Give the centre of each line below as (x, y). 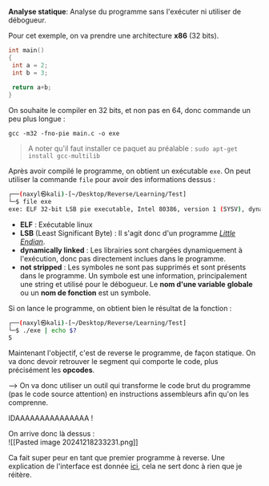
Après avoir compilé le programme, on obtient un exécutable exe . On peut (130, 171)
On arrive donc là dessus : (52, 434)
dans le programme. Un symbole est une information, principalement (133, 275)
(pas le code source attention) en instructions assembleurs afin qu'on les (129, 394)
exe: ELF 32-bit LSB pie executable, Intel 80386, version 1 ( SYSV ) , (127, 209)
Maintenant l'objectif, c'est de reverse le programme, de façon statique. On (132, 353)
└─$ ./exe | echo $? (43, 330)
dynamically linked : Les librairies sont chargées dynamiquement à (131, 250)
